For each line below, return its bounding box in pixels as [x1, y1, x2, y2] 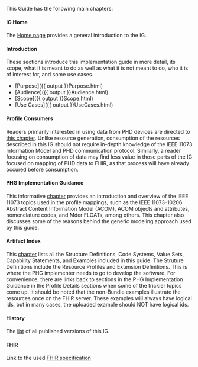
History [6, 314, 25, 321]
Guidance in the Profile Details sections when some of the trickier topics [6, 282, 182, 289]
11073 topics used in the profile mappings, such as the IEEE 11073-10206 [6, 198, 183, 206]
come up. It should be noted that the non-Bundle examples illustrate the [6, 288, 181, 295]
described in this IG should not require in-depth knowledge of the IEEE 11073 [6, 140, 193, 147]
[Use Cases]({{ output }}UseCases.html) [14, 101, 113, 108]
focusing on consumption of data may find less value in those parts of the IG [6, 153, 193, 160]
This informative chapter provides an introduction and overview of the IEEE [6, 192, 189, 199]
